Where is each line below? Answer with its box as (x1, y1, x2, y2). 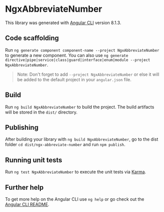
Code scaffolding (5, 34, 59, 42)
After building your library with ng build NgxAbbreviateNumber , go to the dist (5, 136, 159, 142)
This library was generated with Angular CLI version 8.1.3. (5, 20, 121, 26)
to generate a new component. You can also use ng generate (5, 52, 129, 58)
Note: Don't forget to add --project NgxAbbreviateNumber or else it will (17, 71, 160, 77)
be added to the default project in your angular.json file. (17, 76, 132, 82)
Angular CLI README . (5, 202, 50, 207)
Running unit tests (5, 156, 62, 164)
